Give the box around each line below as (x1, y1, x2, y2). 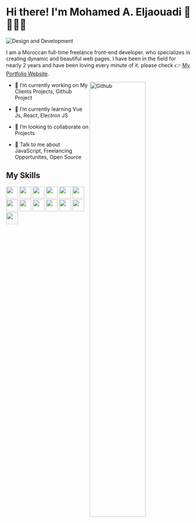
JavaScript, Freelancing (14, 147, 72, 154)
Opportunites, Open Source (14, 153, 82, 160)
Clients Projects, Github (14, 88, 72, 95)
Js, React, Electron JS (14, 111, 68, 119)
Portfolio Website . (6, 70, 49, 77)
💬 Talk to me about (14, 141, 61, 148)
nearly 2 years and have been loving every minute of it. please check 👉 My (6, 61, 190, 68)
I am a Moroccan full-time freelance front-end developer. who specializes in (6, 48, 190, 55)
